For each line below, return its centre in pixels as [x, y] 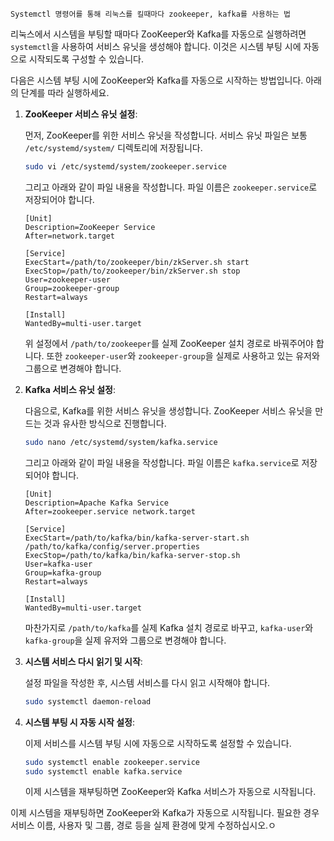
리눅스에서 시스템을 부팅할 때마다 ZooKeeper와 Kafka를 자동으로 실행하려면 [158, 34]
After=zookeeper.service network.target [110, 511]
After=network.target [69, 236]
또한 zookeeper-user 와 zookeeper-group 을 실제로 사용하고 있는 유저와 [183, 355]
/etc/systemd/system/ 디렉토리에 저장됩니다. [113, 147]
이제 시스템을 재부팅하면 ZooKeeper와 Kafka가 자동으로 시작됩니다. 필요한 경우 [165, 813]
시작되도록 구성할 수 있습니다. [86, 59]
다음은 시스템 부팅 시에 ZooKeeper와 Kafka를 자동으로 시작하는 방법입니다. [157, 80]
